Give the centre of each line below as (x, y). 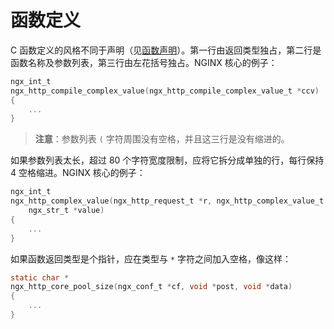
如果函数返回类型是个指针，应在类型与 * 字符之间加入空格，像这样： (151, 258)
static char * (40, 277)
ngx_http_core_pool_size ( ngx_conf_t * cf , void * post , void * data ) (151, 287)
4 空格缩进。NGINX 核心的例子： (78, 173)
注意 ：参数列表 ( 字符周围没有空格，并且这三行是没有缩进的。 (162, 139)
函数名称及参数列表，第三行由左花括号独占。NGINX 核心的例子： (144, 62)
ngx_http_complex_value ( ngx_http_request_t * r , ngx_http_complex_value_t (167, 201)
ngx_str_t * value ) (66, 211)
